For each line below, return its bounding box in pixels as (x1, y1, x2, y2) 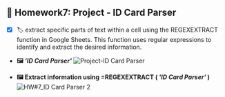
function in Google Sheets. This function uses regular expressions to (16, 35, 212, 43)
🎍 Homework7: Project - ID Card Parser (6, 7, 177, 19)
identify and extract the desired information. (16, 43, 142, 51)
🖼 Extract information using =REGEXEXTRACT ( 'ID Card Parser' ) (16, 73, 210, 81)
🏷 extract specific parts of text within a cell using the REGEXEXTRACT (16, 25, 218, 34)
